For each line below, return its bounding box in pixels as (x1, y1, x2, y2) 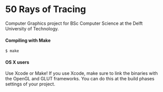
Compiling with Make (5, 37, 51, 43)
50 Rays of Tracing (5, 4, 86, 15)
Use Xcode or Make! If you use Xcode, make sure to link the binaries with (5, 70, 158, 76)
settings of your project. (5, 81, 56, 87)
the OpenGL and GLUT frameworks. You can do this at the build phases (5, 76, 154, 82)
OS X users (5, 59, 29, 65)
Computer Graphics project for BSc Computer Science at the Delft (5, 20, 143, 26)
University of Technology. (5, 25, 59, 31)
